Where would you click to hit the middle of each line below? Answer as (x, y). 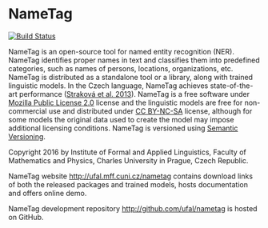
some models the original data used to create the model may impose (121, 119)
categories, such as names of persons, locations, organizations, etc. (121, 68)
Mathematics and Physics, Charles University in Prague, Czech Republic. (128, 160)
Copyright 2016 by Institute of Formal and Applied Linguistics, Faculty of (127, 152)
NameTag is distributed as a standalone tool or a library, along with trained (131, 77)
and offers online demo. (48, 193)
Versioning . (27, 136)
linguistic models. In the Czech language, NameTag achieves (108, 86)
